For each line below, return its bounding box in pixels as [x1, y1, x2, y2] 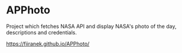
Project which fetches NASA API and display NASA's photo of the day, [6, 23, 177, 30]
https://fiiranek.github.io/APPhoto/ [6, 40, 90, 47]
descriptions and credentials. [6, 29, 77, 36]
